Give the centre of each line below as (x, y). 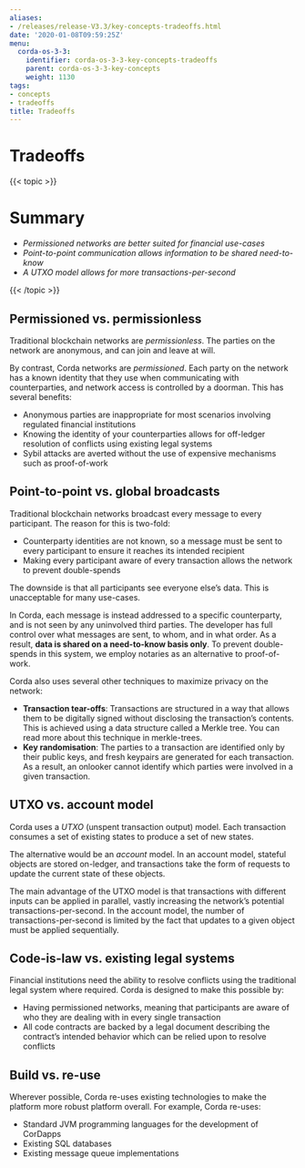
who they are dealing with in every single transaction (122, 1018)
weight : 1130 (51, 77)
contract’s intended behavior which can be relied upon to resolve (144, 1037)
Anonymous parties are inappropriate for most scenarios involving (147, 415)
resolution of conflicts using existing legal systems (117, 444)
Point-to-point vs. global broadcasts (115, 492)
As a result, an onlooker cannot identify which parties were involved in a (158, 766)
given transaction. (56, 776)
